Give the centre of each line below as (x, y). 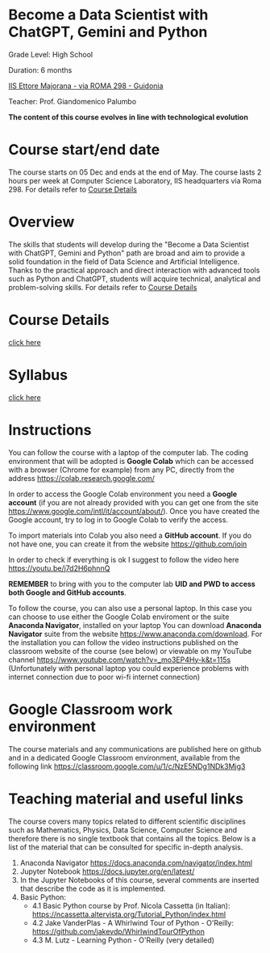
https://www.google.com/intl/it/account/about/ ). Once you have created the (134, 511)
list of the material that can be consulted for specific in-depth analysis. (126, 847)
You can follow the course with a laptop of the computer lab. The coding (128, 452)
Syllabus (38, 375)
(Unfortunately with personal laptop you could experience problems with (129, 668)
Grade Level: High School (51, 54)
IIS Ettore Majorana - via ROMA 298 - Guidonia (86, 86)
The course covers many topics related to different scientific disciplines (127, 821)
